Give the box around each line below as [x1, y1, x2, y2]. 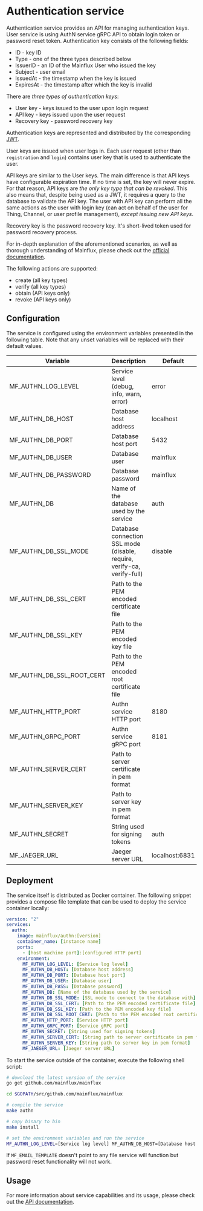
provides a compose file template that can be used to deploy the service [6, 898, 187, 905]
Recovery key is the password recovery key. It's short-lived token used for [6, 222, 192, 229]
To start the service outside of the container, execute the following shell [6, 1056, 185, 1063]
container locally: [6, 904, 50, 911]
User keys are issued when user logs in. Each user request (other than [6, 147, 181, 154]
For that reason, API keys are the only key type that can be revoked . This [6, 185, 187, 192]
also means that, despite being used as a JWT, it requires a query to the [6, 191, 185, 198]
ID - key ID [14, 48, 42, 56]
